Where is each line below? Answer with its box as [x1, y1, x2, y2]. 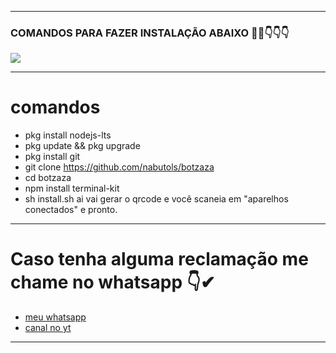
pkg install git [24, 151, 81, 163]
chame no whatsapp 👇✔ [10, 271, 216, 294]
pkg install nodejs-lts [24, 129, 112, 141]
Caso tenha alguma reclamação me [10, 248, 309, 271]
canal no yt [24, 322, 72, 334]
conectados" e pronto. [24, 204, 118, 216]
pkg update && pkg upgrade [24, 140, 141, 152]
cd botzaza [24, 172, 72, 184]
